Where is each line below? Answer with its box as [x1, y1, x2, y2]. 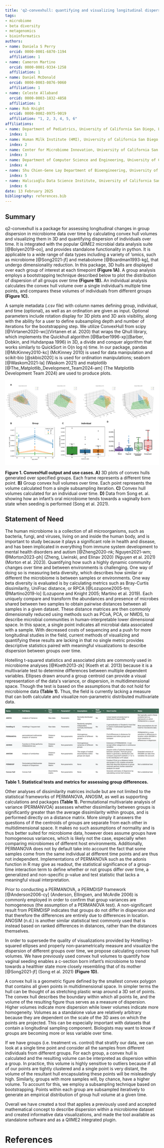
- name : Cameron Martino [5, 59, 56, 65]
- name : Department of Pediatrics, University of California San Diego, [5, 127, 156, 132]
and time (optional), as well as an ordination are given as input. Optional [5, 307, 149, 313]
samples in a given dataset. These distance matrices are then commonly [5, 606, 151, 612]
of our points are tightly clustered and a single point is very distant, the [5, 1066, 147, 1072]
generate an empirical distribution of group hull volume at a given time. [5, 1092, 147, 1098]
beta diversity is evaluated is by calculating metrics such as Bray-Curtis [5, 580, 149, 586]
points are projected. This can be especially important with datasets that [5, 1020, 150, 1026]
